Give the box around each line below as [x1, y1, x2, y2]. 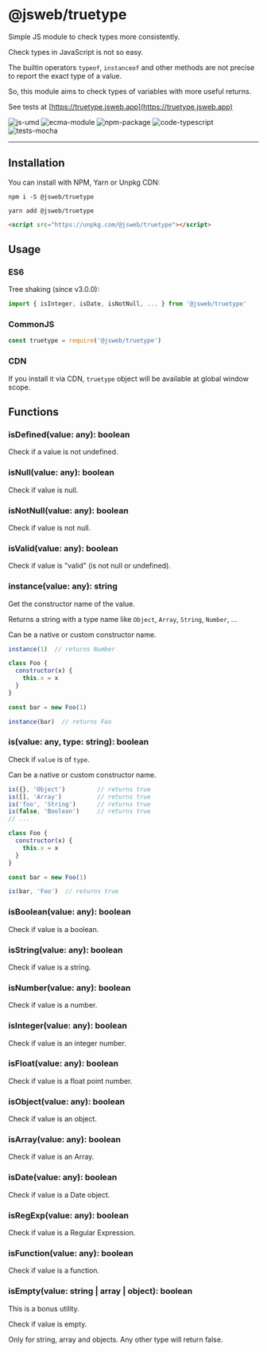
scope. [8, 382, 31, 391]
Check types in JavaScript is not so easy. [8, 47, 144, 56]
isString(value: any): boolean [8, 944, 123, 955]
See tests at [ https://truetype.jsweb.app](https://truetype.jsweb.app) [8, 102, 233, 111]
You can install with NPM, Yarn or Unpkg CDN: [8, 177, 161, 187]
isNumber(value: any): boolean [8, 982, 131, 993]
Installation [8, 157, 65, 170]
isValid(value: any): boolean [8, 542, 118, 554]
